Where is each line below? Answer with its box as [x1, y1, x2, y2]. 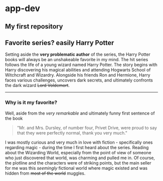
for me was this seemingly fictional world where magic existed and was [5, 165, 148, 171]
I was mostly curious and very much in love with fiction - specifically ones [5, 139, 153, 145]
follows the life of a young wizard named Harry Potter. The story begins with [5, 62, 158, 68]
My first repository [5, 22, 63, 31]
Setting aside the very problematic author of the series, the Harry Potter [5, 51, 151, 57]
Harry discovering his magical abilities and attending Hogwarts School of [5, 67, 151, 73]
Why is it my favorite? [5, 99, 57, 106]
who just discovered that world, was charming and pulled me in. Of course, [5, 155, 155, 161]
